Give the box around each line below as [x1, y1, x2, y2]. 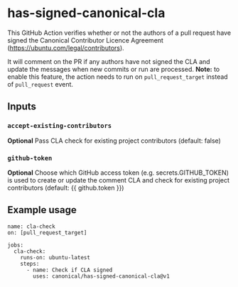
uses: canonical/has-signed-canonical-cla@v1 [33, 272, 171, 280]
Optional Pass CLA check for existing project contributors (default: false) [7, 136, 222, 145]
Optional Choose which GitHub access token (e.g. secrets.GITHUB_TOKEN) [7, 168, 229, 177]
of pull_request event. [7, 80, 73, 88]
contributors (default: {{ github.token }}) [7, 183, 124, 192]
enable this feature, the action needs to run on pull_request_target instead [7, 72, 229, 81]
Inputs [7, 101, 37, 113]
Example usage [7, 204, 77, 216]
